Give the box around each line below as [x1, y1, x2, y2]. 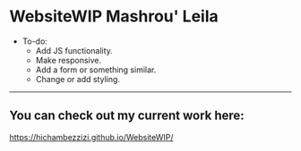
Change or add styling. [35, 73, 121, 84]
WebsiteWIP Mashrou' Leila [9, 6, 219, 27]
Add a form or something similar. [35, 64, 157, 75]
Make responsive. [35, 55, 101, 65]
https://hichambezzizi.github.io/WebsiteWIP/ [9, 131, 174, 142]
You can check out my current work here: [9, 108, 245, 123]
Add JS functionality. [35, 45, 114, 55]
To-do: [21, 36, 47, 46]
